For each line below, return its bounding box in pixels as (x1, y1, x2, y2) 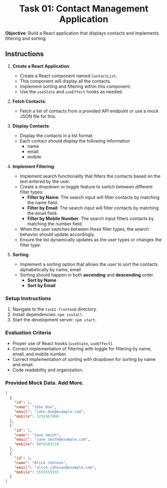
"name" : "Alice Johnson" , (14, 460, 68, 465)
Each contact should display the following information (19, 138, 131, 144)
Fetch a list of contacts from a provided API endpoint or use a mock (19, 108, 159, 114)
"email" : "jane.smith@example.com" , (14, 437, 91, 442)
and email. (12, 362, 34, 368)
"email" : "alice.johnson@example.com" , (14, 465, 97, 470)
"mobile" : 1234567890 (14, 414, 59, 419)
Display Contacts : (12, 123, 50, 129)
